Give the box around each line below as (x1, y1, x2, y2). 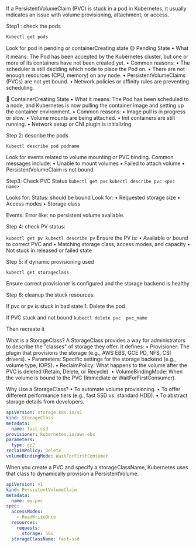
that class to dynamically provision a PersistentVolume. (6, 470, 139, 477)
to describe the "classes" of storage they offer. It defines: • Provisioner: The (6, 343, 190, 350)
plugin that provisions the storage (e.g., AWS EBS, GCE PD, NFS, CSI (6, 349, 171, 356)
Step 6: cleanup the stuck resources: (6, 291, 95, 298)
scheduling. (6, 85, 35, 91)
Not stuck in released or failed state (6, 247, 92, 254)
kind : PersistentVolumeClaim (6, 487, 77, 493)
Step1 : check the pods (6, 23, 61, 29)
